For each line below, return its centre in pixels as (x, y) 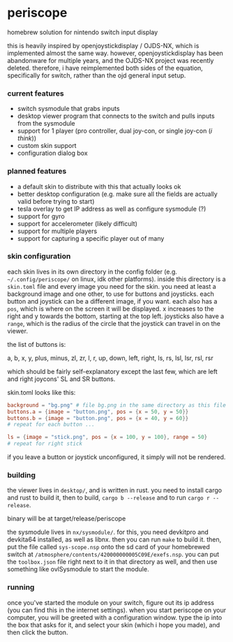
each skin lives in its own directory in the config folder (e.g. (92, 271)
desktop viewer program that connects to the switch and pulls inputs (116, 116)
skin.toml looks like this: (42, 392)
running (21, 588)
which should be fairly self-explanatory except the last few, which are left (112, 371)
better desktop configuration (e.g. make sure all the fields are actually (117, 194)
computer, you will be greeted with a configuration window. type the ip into (115, 617)
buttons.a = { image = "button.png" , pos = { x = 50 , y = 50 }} (98, 412)
